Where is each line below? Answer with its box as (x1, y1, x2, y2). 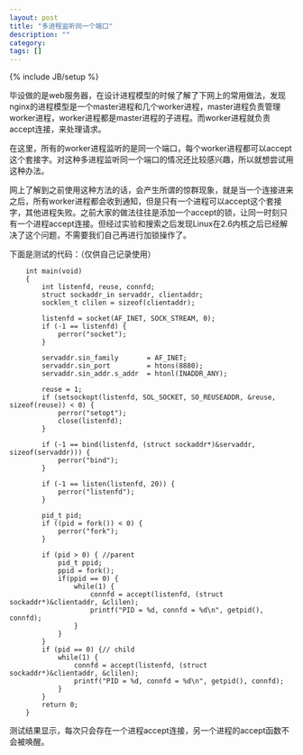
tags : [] (9, 47, 42, 56)
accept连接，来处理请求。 (9, 123, 106, 135)
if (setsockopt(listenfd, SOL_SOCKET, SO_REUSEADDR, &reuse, (41, 393, 277, 402)
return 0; (41, 700, 78, 710)
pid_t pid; (41, 511, 83, 521)
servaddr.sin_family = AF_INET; (41, 353, 188, 363)
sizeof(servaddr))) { (9, 448, 91, 458)
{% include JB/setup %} (9, 71, 99, 82)
